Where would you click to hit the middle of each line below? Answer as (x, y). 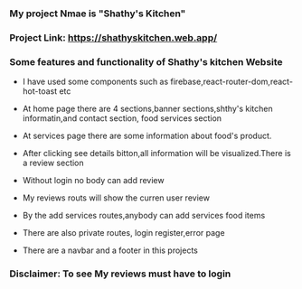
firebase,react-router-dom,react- (232, 82)
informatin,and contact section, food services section (122, 118)
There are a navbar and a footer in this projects (110, 250)
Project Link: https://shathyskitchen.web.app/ (113, 37)
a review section (53, 163)
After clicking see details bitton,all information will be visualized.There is (156, 154)
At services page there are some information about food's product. (147, 136)
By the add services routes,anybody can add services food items (144, 216)
